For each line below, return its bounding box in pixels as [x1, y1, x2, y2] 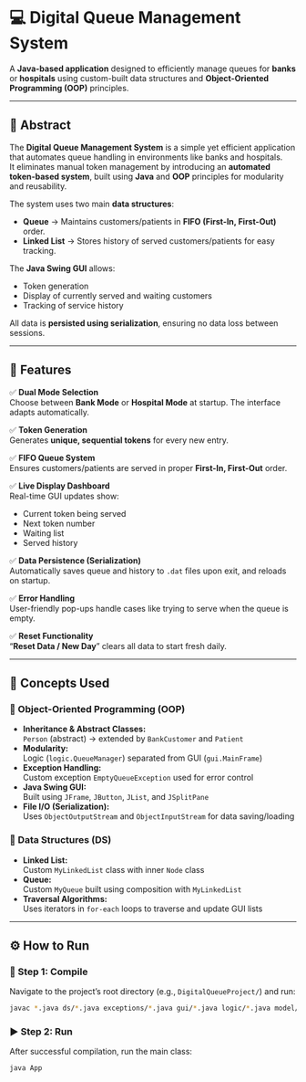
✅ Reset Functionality [9, 630, 94, 641]
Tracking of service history [22, 299, 125, 310]
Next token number [22, 518, 96, 529]
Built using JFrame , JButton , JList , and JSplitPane [22, 792, 209, 803]
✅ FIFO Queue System [9, 452, 96, 463]
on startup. [9, 574, 51, 585]
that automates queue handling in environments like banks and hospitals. [9, 152, 283, 163]
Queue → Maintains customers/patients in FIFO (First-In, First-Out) [22, 215, 277, 226]
